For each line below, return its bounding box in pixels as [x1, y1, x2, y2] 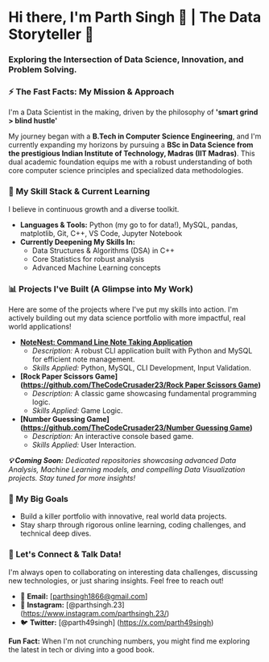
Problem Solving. [8, 64, 77, 76]
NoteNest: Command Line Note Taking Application [19, 337, 193, 346]
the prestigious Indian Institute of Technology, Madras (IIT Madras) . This [8, 149, 255, 159]
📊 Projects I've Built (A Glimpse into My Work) [8, 283, 193, 294]
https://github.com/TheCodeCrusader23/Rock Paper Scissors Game [23, 380, 259, 390]
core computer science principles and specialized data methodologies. [8, 166, 244, 176]
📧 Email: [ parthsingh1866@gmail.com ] [19, 591, 148, 601]
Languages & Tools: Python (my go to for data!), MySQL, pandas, [19, 220, 238, 230]
